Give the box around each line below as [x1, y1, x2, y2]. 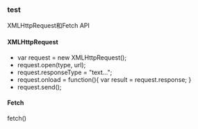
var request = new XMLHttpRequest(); [17, 53, 127, 62]
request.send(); [17, 83, 62, 91]
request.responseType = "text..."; [17, 68, 113, 76]
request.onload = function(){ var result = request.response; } [17, 75, 192, 84]
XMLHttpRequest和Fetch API [7, 21, 90, 30]
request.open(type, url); [17, 60, 86, 69]
